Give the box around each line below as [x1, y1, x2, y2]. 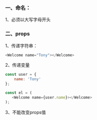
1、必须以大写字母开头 [5, 16, 51, 23]
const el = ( [5, 91, 32, 96]
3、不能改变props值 [5, 109, 46, 115]
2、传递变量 [5, 62, 30, 68]
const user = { [5, 72, 37, 77]
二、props [5, 30, 30, 37]
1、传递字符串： [5, 42, 38, 48]
